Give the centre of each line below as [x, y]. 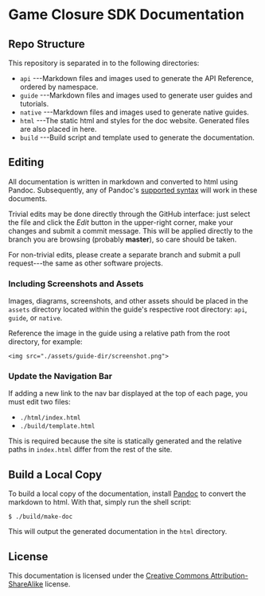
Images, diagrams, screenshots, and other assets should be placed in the [128, 301]
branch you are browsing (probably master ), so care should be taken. [123, 239]
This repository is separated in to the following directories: [104, 63]
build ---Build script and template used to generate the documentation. [137, 137]
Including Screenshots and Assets [76, 284]
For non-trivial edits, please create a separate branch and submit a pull [125, 254]
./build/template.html [57, 427]
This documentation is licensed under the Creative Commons [109, 576]
